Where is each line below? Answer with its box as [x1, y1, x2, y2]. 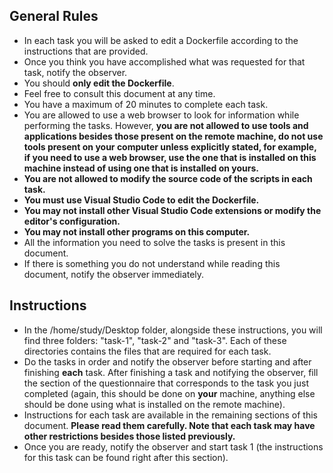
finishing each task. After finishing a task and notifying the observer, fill [23, 366, 319, 378]
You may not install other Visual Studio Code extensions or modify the [23, 204, 322, 216]
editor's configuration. [23, 215, 121, 227]
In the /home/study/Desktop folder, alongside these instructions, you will [23, 324, 323, 336]
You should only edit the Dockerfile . [23, 77, 175, 89]
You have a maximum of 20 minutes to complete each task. [23, 98, 269, 110]
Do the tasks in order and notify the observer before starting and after [23, 355, 312, 368]
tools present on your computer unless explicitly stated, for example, [23, 140, 317, 153]
